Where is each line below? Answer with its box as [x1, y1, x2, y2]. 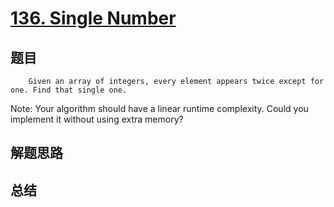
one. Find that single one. [10, 85, 128, 95]
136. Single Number [10, 7, 177, 30]
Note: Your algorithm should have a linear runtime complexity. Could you [10, 103, 309, 114]
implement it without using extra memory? [10, 113, 184, 125]
